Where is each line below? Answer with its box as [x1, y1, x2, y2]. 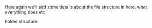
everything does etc [5, 9, 45, 15]
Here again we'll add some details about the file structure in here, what [5, 4, 147, 10]
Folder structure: [5, 19, 39, 24]
